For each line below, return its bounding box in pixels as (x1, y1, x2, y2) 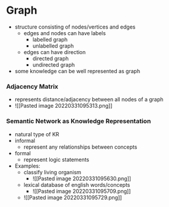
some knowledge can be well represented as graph (14, 67, 141, 74)
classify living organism (23, 168, 82, 175)
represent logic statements (23, 156, 90, 163)
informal (14, 137, 36, 144)
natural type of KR (14, 130, 59, 137)
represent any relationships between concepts (23, 143, 138, 150)
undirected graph (32, 61, 75, 68)
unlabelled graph (32, 42, 74, 49)
